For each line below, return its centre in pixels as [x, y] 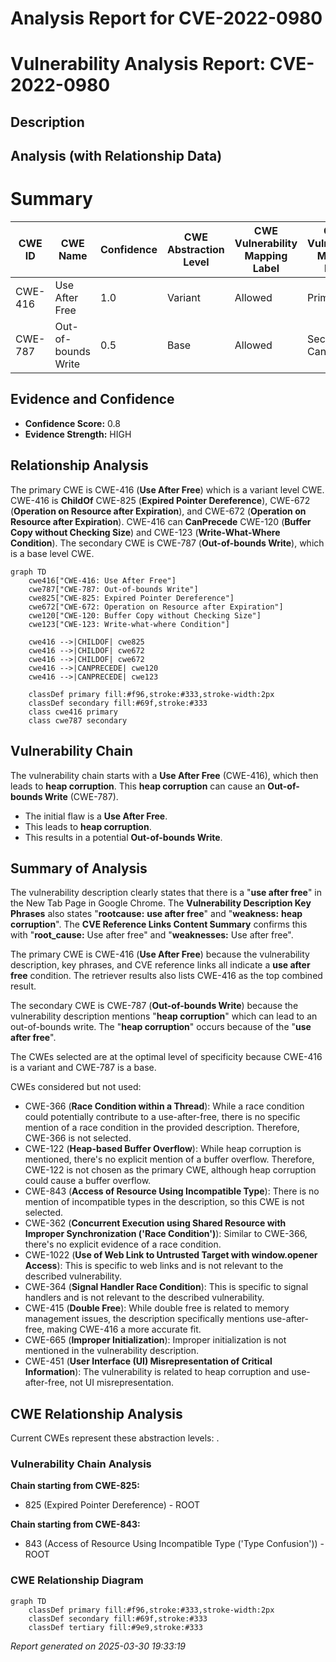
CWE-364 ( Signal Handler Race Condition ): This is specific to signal [166, 1287]
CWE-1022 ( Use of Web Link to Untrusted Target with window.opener [171, 1255]
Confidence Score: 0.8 [72, 423]
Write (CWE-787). [81, 796]
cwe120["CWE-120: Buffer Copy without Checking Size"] [145, 615]
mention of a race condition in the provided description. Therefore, [162, 1128]
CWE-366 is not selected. [78, 1138]
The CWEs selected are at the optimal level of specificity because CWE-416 [166, 1057]
